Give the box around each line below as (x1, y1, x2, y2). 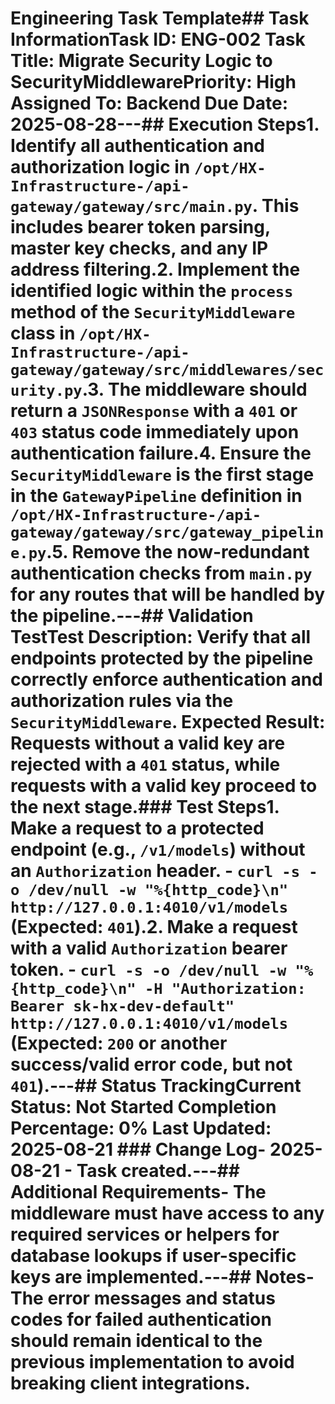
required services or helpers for (10, 1223, 280, 1246)
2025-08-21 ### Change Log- (10, 1138, 267, 1161)
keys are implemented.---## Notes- (10, 1266, 315, 1289)
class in (10, 322, 76, 345)
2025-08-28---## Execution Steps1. (10, 113, 320, 136)
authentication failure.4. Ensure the (10, 442, 312, 465)
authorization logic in (10, 156, 191, 179)
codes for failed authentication (10, 1308, 272, 1331)
